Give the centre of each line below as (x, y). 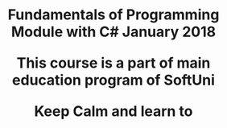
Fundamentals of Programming (113, 15)
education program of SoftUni (113, 80)
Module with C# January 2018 (113, 32)
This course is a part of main (113, 63)
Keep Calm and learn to (113, 111)
